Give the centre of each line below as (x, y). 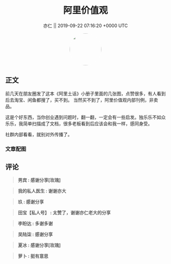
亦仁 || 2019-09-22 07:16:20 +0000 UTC (85, 26)
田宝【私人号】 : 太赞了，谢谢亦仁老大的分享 (64, 213)
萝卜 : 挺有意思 (33, 256)
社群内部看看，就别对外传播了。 (39, 134)
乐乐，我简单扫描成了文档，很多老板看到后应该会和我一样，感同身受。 (79, 124)
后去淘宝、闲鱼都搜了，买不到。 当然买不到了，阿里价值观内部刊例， (77, 100)
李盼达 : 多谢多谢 (35, 224)
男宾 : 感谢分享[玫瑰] (39, 180)
